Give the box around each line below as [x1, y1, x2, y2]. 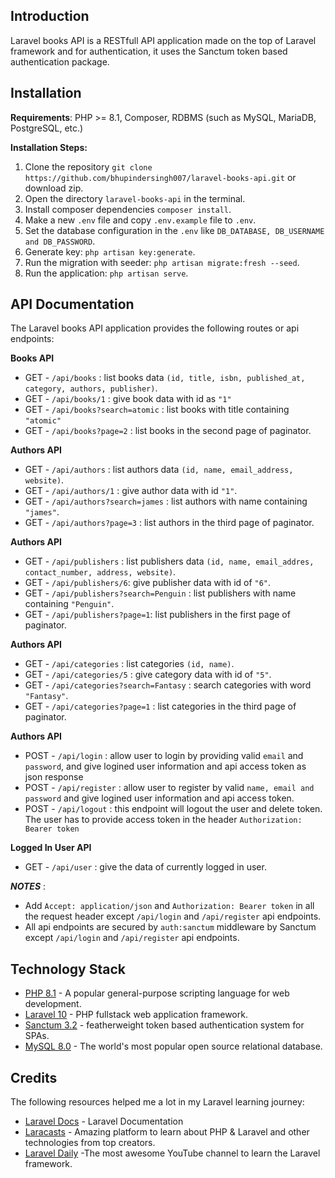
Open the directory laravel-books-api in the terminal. [24, 192, 246, 204]
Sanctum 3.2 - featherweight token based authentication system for [24, 1019, 305, 1031]
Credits [10, 1069, 58, 1086]
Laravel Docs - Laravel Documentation [24, 1115, 184, 1128]
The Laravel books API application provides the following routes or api [10, 322, 300, 334]
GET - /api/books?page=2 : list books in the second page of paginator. [24, 425, 312, 437]
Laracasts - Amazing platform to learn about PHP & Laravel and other [24, 1126, 310, 1138]
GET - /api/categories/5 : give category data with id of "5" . [24, 669, 272, 681]
